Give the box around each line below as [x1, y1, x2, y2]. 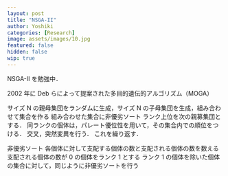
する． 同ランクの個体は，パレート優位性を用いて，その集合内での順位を [7, 121, 213, 129]
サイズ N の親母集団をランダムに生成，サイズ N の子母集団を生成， [7, 104, 198, 112]
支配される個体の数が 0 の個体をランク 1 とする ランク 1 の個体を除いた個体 [7, 153, 220, 161]
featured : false [7, 42, 54, 49]
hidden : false [7, 49, 48, 56]
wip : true [7, 55, 36, 62]
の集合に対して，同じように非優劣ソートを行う [7, 161, 139, 169]
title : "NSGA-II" [7, 16, 57, 23]
